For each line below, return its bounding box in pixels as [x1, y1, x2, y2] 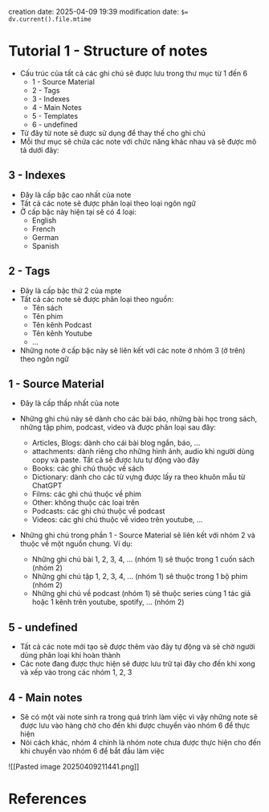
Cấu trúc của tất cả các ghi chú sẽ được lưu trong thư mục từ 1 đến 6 [19, 68, 247, 78]
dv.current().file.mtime [8, 15, 92, 23]
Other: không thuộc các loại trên [31, 498, 140, 508]
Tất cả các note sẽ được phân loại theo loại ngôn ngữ [19, 198, 197, 208]
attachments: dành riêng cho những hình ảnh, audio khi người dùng [31, 447, 255, 456]
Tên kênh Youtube [31, 328, 92, 338]
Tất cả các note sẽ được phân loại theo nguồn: [19, 294, 174, 304]
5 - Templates [31, 111, 79, 120]
